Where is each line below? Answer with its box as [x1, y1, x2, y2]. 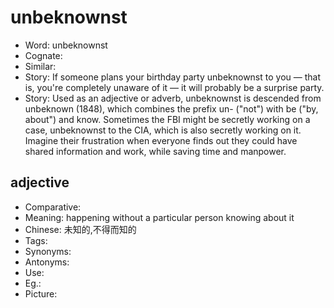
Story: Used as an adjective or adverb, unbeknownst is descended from [24, 92, 322, 104]
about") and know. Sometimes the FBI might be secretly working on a [24, 113, 311, 125]
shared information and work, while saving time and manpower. [24, 145, 287, 157]
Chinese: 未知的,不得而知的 [24, 223, 137, 235]
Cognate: [24, 49, 63, 61]
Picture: [24, 287, 58, 300]
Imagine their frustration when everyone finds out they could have [24, 134, 298, 146]
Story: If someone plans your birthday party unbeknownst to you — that [24, 71, 321, 83]
